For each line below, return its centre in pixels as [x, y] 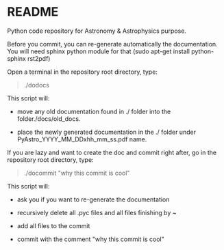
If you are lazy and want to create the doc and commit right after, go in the [112, 152]
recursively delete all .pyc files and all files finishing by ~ [97, 212]
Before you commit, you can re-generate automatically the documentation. [112, 44]
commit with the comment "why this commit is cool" [90, 239]
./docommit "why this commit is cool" [77, 173]
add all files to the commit [53, 225]
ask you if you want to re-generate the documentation [93, 199]
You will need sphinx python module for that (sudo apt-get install [99, 51]
